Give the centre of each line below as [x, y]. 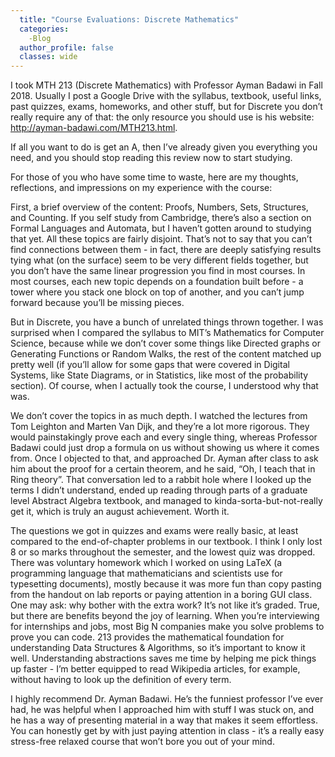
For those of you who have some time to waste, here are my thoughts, [154, 177]
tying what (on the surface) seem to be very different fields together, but [159, 260]
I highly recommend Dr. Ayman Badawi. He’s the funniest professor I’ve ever [167, 699]
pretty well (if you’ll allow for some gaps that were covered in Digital [150, 365]
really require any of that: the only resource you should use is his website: [162, 117]
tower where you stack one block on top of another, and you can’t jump [157, 292]
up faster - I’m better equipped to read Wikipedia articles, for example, [155, 669]
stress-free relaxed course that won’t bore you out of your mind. [142, 742]
